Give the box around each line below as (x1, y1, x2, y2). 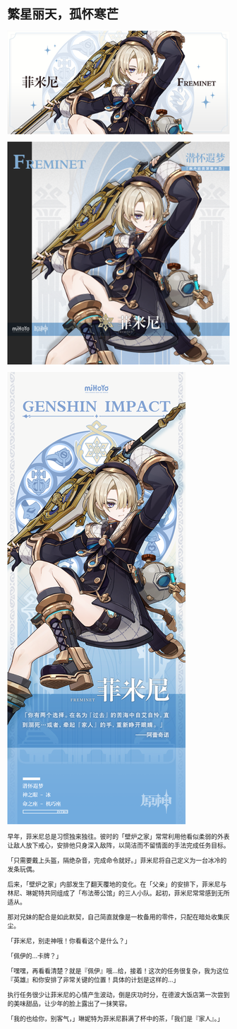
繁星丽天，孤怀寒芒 (7, 6, 119, 23)
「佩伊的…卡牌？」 (7, 951, 63, 960)
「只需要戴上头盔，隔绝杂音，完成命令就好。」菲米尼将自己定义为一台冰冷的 (7, 856, 227, 864)
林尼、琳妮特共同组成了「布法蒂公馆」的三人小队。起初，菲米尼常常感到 (7, 888, 217, 897)
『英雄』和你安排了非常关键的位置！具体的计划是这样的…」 (7, 975, 180, 984)
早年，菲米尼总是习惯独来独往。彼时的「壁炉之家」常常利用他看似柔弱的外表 (7, 832, 230, 840)
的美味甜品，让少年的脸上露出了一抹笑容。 (7, 999, 131, 1008)
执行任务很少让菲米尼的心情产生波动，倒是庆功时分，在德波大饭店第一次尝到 (7, 990, 230, 999)
